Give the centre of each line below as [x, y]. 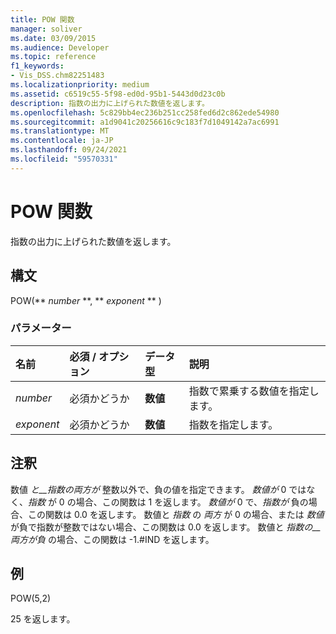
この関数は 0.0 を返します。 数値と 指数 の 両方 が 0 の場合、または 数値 [176, 514]
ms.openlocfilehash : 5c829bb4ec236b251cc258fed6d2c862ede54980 [145, 112]
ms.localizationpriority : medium [80, 85]
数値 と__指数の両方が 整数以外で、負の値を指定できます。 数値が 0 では [158, 489]
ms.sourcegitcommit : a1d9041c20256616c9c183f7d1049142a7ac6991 [145, 122]
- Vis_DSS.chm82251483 [57, 76]
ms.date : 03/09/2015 [53, 38]
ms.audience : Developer [60, 47]
